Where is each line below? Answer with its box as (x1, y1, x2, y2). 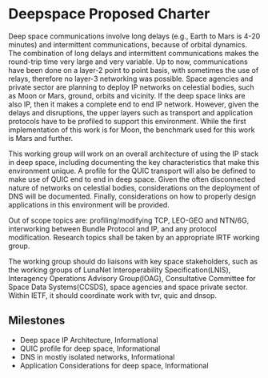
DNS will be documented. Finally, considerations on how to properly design (8, 191, 257, 201)
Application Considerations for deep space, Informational (19, 360, 210, 370)
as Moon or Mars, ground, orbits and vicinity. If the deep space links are (8, 90, 246, 100)
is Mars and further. (8, 133, 74, 143)
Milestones (8, 314, 66, 328)
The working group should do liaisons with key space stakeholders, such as (8, 256, 258, 266)
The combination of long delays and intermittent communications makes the (8, 48, 259, 58)
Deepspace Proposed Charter (8, 5, 210, 23)
